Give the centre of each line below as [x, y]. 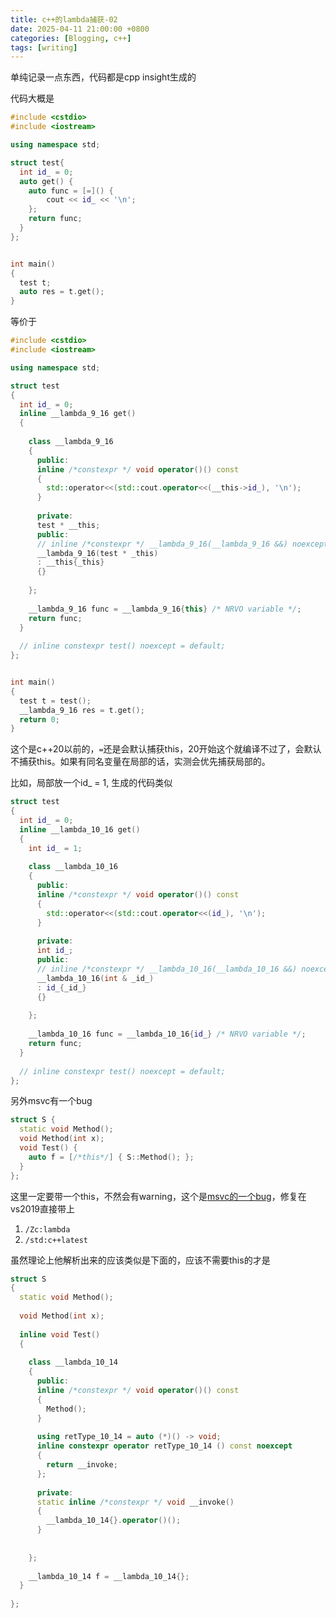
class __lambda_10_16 [73, 867]
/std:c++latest [56, 1240]
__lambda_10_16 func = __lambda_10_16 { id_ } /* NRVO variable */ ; [167, 1034]
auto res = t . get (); [62, 292]
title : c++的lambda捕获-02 [64, 19]
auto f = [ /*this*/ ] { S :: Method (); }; [111, 1157]
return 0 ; [39, 719]
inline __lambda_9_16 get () [78, 414]
